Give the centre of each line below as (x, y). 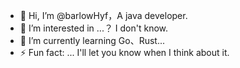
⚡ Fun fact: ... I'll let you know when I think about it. (124, 52)
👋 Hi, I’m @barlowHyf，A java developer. (103, 15)
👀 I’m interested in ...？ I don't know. (94, 28)
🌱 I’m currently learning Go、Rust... (92, 40)
